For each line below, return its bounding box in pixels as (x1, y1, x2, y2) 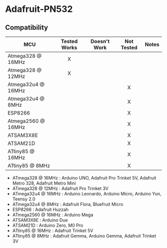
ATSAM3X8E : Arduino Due (12, 217, 68, 223)
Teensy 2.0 (12, 196, 36, 202)
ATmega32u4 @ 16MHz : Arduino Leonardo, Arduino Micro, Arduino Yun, (12, 191, 162, 196)
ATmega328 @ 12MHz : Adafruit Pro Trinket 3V (12, 186, 109, 191)
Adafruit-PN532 (5, 3, 73, 15)
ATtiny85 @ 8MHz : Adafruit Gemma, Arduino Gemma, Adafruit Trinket (12, 233, 157, 239)
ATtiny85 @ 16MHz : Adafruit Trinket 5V (12, 228, 93, 234)
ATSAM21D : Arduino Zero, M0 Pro (12, 222, 83, 228)
